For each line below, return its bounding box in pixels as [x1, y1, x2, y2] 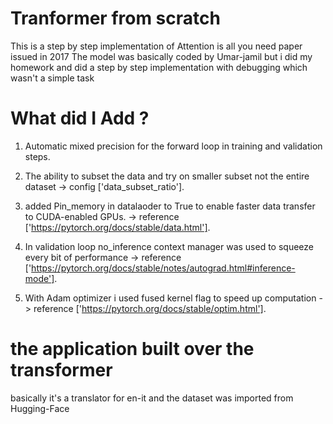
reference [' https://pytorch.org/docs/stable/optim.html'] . [33, 302, 267, 314]
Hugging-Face [10, 402, 70, 414]
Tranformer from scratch [10, 7, 221, 30]
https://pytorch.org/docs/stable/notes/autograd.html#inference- [31, 262, 296, 274]
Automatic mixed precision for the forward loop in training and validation [24, 140, 323, 152]
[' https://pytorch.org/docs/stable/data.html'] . [24, 221, 211, 233]
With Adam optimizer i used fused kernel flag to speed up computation [24, 292, 317, 304]
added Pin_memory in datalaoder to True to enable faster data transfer [24, 200, 316, 212]
